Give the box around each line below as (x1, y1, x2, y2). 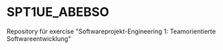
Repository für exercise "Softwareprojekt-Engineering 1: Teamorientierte (6, 27, 216, 35)
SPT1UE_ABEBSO (6, 4, 110, 20)
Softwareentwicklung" (6, 34, 72, 42)
